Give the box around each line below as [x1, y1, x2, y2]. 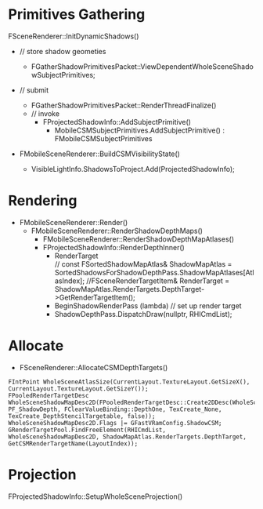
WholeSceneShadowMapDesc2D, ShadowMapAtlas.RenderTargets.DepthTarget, [8, 433, 247, 441]
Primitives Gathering [8, 5, 146, 24]
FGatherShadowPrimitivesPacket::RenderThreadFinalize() [31, 100, 217, 110]
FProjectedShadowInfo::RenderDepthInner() [42, 242, 186, 252]
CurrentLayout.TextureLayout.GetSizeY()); [8, 384, 149, 393]
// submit [19, 85, 49, 95]
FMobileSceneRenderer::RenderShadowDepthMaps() [31, 226, 204, 235]
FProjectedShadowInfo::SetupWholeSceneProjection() [8, 492, 183, 501]
